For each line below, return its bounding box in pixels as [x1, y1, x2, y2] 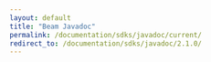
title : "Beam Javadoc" [9, 22, 96, 31]
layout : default [9, 13, 71, 23]
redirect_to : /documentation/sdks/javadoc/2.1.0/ [9, 38, 203, 48]
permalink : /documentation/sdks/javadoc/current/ [9, 30, 203, 39]
